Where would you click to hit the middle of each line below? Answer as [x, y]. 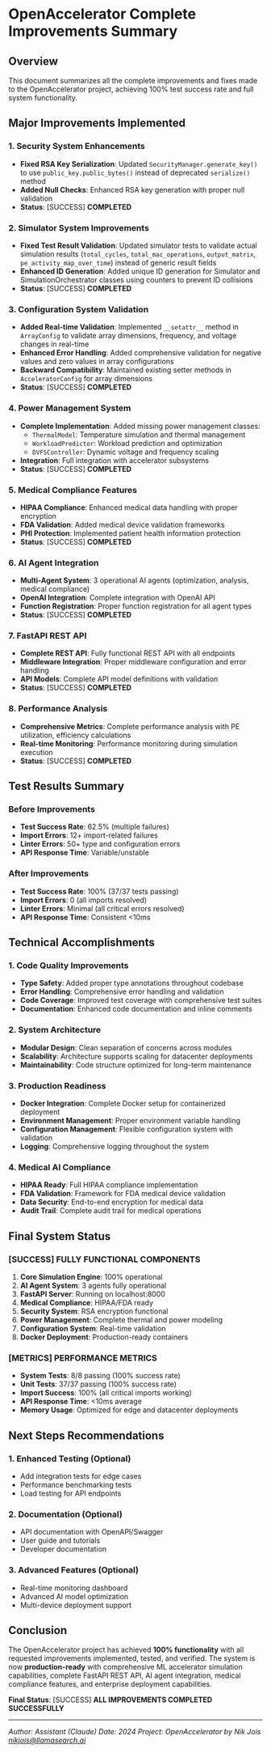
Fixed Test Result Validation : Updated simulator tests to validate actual [138, 245]
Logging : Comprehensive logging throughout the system [115, 1147]
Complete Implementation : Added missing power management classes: [140, 426]
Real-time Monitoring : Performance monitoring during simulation [129, 743]
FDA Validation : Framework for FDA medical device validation [123, 1194]
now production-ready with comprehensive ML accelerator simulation [126, 1667]
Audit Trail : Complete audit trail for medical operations [110, 1211]
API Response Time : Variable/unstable [84, 853]
